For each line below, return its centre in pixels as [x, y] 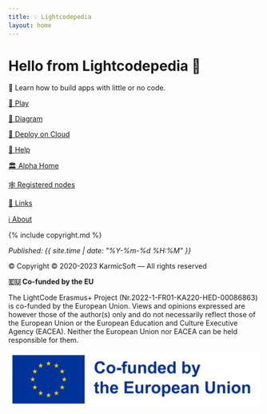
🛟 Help [19, 150]
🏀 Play [19, 103]
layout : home [30, 25]
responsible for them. [44, 340]
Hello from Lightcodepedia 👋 [105, 66]
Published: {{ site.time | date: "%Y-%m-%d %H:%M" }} [100, 251]
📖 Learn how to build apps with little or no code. [87, 88]
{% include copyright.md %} [55, 235]
